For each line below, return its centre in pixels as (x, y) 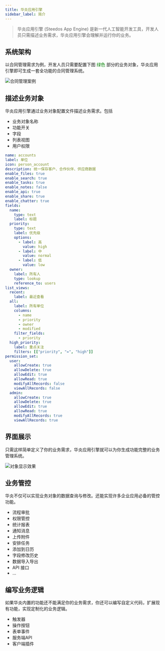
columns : (23, 311)
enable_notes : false (26, 187)
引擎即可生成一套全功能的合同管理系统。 (46, 71)
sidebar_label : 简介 (25, 14)
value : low (34, 265)
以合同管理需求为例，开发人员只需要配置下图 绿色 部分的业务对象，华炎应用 (82, 65)
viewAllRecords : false (37, 388)
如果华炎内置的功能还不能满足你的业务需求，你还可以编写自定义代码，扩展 (80, 603)
